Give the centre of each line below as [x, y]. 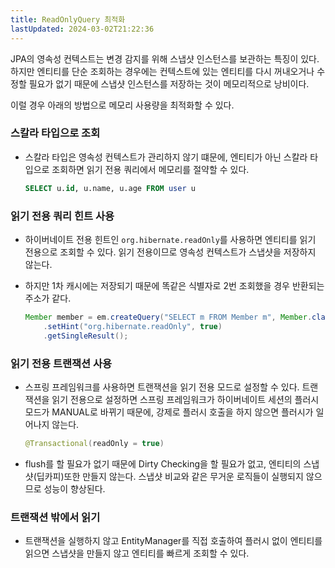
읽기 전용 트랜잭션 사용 [61, 363]
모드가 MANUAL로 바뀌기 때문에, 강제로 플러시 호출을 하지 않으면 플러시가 [169, 412]
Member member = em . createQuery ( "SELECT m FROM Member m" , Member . [168, 317]
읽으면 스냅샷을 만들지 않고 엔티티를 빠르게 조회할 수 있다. [137, 553]
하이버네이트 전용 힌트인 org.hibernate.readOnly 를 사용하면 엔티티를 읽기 [170, 239]
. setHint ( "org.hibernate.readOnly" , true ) [133, 326]
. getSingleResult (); [86, 336]
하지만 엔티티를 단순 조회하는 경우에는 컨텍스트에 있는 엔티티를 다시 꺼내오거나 [162, 71]
